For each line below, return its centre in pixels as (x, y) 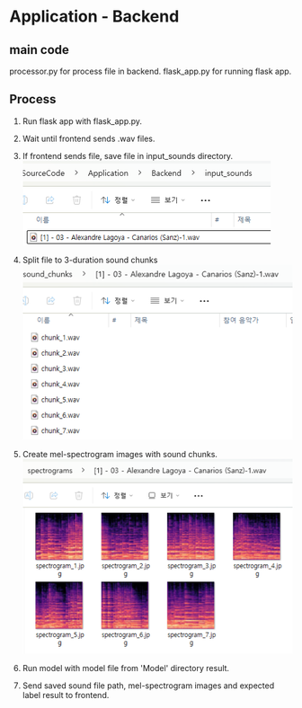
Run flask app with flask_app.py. (82, 121)
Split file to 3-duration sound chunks (90, 260)
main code (40, 50)
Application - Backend (94, 17)
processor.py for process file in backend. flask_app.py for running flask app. (151, 71)
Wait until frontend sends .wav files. (89, 138)
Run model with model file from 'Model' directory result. (126, 668)
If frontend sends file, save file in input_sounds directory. (128, 155)
